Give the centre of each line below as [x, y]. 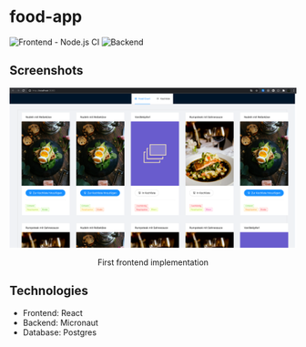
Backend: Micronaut [60, 322]
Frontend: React [53, 312]
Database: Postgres [60, 332]
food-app [46, 17]
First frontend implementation [153, 262]
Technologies [49, 291]
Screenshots [46, 71]
